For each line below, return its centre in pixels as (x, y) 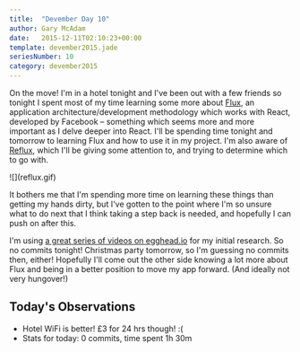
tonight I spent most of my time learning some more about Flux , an (132, 102)
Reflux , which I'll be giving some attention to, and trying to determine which (149, 150)
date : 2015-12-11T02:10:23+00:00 (76, 38)
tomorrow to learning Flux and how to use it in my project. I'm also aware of (149, 141)
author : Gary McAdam (48, 28)
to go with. (29, 160)
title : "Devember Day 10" (60, 19)
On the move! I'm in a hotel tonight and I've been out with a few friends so (146, 93)
